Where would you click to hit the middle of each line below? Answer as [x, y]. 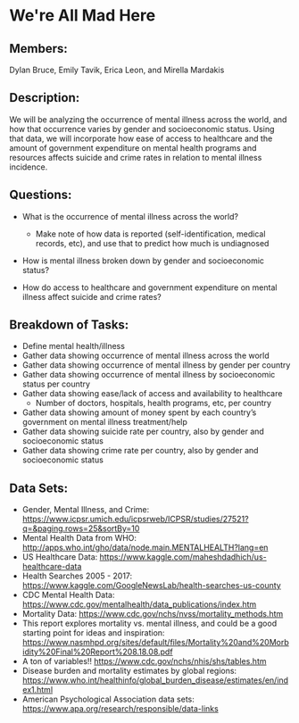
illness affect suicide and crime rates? [92, 296]
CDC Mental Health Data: [68, 595]
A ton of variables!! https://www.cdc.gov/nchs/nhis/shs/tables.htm [144, 661]
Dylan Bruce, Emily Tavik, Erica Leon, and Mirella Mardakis [117, 70]
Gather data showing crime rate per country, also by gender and [140, 451]
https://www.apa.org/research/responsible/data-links [120, 709]
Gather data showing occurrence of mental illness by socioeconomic [149, 375]
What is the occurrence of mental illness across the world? [130, 216]
